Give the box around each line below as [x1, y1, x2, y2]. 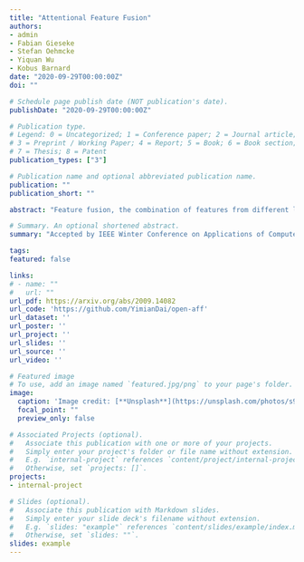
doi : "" [9, 81, 39, 90]
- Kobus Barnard [9, 64, 71, 73]
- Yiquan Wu [9, 55, 54, 64]
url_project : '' [9, 330, 71, 339]
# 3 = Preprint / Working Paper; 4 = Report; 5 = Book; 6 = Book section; [9, 139, 298, 148]
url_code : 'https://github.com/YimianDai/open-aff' [9, 305, 208, 314]
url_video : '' [9, 355, 63, 364]
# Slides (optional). [9, 497, 91, 506]
